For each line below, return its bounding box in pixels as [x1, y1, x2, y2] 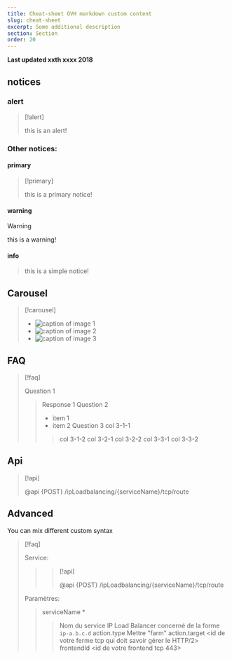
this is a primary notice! [24, 190, 93, 198]
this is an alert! [24, 126, 67, 134]
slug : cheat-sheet [7, 17, 61, 24]
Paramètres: [24, 594, 60, 602]
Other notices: [7, 144, 57, 153]
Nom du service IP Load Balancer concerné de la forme [59, 621, 220, 630]
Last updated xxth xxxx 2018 [7, 55, 93, 64]
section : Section [7, 29, 58, 37]
